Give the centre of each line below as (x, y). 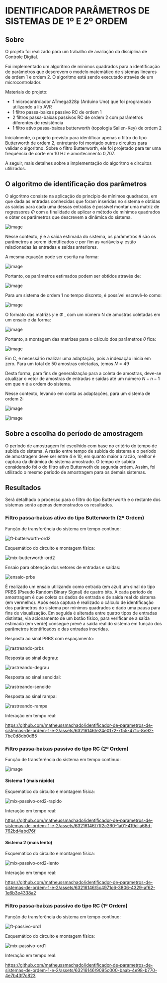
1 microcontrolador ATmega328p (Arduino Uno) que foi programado (82, 101)
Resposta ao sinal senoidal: (33, 677)
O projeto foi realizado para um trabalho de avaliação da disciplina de (76, 51)
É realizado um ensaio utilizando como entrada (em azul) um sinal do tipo (80, 587)
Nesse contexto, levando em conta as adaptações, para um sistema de (78, 393)
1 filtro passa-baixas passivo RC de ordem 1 (57, 112)
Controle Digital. (22, 57)
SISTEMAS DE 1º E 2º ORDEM (66, 21)
